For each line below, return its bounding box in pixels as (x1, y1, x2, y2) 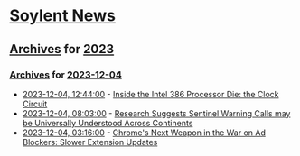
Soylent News (9, 5, 116, 26)
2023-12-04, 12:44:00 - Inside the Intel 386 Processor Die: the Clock (22, 88, 279, 99)
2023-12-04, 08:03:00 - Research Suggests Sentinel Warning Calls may (22, 107, 291, 118)
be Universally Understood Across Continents (22, 117, 193, 128)
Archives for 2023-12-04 (9, 69, 122, 81)
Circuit (22, 98, 48, 109)
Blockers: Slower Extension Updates (22, 136, 158, 147)
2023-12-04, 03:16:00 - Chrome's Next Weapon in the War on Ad (22, 127, 267, 138)
